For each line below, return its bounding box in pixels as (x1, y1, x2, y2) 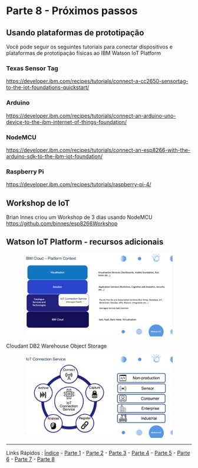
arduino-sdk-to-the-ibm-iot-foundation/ (6, 152, 103, 160)
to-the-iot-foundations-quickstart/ (6, 84, 90, 91)
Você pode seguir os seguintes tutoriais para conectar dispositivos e (6, 43, 173, 50)
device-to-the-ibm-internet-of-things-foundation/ (6, 118, 127, 125)
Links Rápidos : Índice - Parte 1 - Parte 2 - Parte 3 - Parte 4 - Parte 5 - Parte (6, 449, 190, 456)
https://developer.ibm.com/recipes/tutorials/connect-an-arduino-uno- (6, 112, 176, 119)
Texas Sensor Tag (6, 64, 58, 72)
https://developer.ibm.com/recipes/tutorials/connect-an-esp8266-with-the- (6, 146, 190, 153)
